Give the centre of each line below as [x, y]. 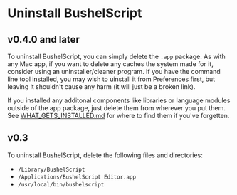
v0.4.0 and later [44, 39]
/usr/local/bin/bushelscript [61, 184]
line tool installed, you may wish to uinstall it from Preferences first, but [111, 79]
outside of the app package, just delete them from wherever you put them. [116, 108]
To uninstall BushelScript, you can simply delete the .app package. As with [116, 56]
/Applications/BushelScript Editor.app [77, 177]
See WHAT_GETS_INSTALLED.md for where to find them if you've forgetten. [118, 116]
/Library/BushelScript [51, 169]
